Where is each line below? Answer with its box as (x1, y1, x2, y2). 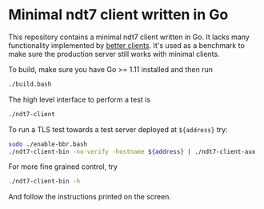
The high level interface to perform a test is (8, 94, 150, 104)
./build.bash (8, 80, 52, 88)
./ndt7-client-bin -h (8, 178, 81, 186)
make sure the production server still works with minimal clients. (8, 49, 220, 58)
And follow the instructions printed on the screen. (8, 192, 172, 202)
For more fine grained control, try (8, 162, 118, 171)
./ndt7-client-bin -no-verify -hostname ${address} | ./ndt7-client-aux (8, 147, 256, 155)
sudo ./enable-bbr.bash (8, 140, 88, 148)
